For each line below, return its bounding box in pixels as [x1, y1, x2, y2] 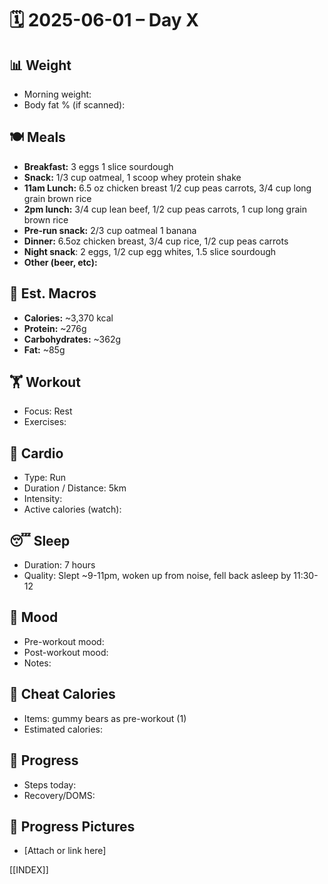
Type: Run [23, 472, 67, 484]
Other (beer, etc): [23, 256, 98, 268]
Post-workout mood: [23, 646, 109, 658]
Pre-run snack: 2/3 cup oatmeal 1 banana [23, 224, 197, 236]
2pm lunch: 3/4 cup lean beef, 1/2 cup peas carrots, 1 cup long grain [23, 203, 307, 215]
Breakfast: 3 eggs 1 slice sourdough [23, 160, 174, 172]
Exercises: [23, 416, 67, 428]
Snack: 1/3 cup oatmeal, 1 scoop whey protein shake [23, 171, 242, 183]
